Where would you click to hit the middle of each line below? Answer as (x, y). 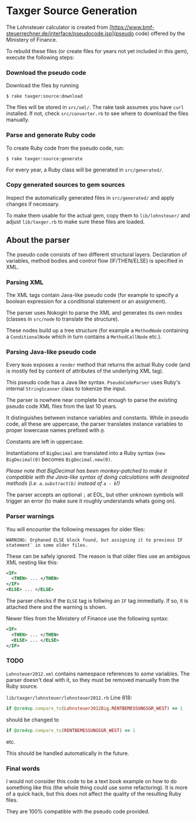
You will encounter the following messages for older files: (76, 529)
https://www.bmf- (133, 27)
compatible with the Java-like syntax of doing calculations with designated (98, 477)
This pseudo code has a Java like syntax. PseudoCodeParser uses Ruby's (93, 383)
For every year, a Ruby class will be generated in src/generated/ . (85, 170)
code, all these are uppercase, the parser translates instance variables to (94, 424)
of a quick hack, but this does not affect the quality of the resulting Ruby (94, 793)
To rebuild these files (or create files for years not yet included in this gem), (97, 51)
